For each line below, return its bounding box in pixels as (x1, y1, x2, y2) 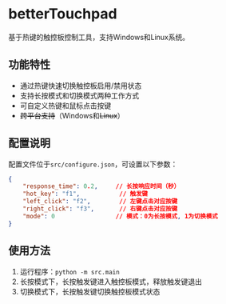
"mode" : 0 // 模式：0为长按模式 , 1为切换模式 (22, 212, 218, 220)
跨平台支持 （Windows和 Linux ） (19, 110, 125, 120)
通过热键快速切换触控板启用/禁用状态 (19, 81, 142, 90)
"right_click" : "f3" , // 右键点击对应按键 (22, 205, 178, 213)
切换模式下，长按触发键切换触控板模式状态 (19, 286, 161, 296)
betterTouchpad (8, 5, 117, 23)
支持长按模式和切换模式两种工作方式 (19, 90, 140, 100)
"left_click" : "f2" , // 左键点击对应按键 (22, 198, 178, 206)
